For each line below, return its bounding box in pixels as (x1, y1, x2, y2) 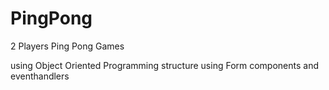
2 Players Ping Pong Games (10, 40, 125, 52)
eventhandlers (10, 70, 70, 82)
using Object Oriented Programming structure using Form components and (10, 59, 320, 71)
